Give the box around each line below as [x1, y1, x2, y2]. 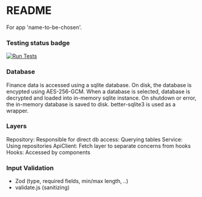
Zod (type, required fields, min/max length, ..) [15, 178, 129, 185]
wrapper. [6, 107, 29, 114]
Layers [6, 122, 27, 131]
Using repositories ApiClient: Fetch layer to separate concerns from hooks [6, 142, 191, 149]
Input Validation [6, 164, 54, 172]
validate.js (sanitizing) [15, 184, 70, 191]
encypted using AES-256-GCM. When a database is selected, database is [6, 88, 191, 95]
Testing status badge [6, 39, 70, 47]
